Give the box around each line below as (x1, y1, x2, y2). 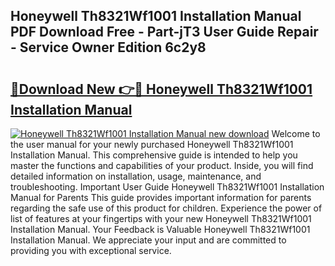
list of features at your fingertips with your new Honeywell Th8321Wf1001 (10, 213, 312, 224)
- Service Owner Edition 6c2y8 (10, 39, 207, 56)
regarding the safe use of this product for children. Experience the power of (10, 202, 323, 214)
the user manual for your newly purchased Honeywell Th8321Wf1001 (10, 139, 294, 150)
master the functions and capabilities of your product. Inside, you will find (10, 160, 314, 171)
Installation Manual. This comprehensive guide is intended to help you (10, 149, 298, 161)
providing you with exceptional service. (10, 245, 172, 256)
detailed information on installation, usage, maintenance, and (10, 170, 262, 182)
